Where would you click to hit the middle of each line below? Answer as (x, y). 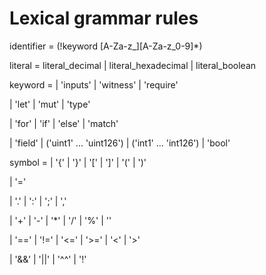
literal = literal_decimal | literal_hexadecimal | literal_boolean (133, 65)
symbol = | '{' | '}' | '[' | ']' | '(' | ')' (78, 162)
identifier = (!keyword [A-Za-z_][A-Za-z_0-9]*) (106, 46)
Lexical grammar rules (104, 18)
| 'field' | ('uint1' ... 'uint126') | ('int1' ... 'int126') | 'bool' (120, 143)
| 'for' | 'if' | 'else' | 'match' (64, 123)
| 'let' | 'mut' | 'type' (50, 104)
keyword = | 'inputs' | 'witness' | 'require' (94, 84)
